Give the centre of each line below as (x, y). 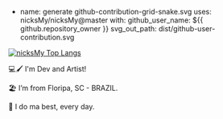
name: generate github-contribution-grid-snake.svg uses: (116, 12)
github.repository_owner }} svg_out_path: (88, 29)
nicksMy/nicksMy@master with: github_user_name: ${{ (111, 20)
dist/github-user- (187, 29)
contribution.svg (47, 37)
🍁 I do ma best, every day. (52, 107)
